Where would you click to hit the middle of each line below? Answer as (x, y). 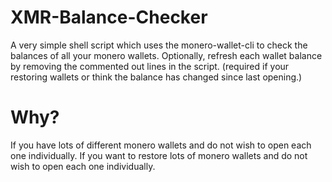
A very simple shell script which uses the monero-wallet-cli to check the (159, 45)
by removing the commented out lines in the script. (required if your (150, 66)
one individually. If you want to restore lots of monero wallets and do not (159, 155)
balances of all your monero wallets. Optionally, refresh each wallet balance (166, 55)
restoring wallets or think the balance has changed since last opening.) (156, 77)
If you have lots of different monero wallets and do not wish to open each (161, 145)
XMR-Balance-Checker (109, 17)
